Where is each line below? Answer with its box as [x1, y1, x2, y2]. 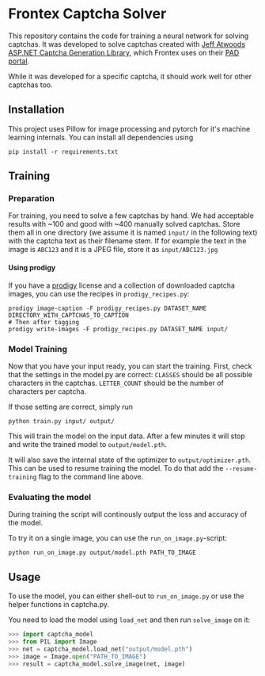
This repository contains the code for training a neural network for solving [8, 31, 249, 40]
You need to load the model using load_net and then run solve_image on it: [8, 615, 251, 624]
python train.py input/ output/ [8, 417, 115, 425]
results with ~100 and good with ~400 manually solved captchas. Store [8, 220, 240, 229]
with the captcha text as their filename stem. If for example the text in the [8, 236, 247, 246]
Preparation [8, 193, 55, 204]
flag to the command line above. [38, 472, 144, 481]
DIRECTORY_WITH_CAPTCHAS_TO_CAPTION [8, 311, 129, 319]
